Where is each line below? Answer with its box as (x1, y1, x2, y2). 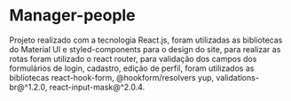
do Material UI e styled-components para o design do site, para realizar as (9, 43, 281, 54)
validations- (216, 72, 260, 82)
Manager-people (9, 5, 136, 26)
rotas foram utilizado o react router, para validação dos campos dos (9, 53, 257, 64)
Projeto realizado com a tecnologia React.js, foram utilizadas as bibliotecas (9, 35, 283, 45)
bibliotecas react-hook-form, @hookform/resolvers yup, (9, 72, 215, 82)
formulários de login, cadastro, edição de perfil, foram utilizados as (9, 63, 255, 74)
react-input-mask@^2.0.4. (49, 82, 145, 92)
